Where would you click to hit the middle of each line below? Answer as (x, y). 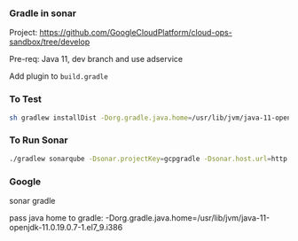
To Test (26, 99)
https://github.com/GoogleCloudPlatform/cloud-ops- (136, 33)
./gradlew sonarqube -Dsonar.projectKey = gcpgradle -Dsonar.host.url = (141, 159)
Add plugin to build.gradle (59, 76)
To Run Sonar (39, 140)
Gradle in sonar (43, 13)
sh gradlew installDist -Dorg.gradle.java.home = (101, 118)
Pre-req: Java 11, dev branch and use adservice (96, 59)
